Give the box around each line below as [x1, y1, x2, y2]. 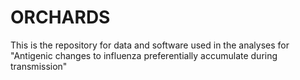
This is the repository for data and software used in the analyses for [10, 39, 290, 51]
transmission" [10, 60, 68, 72]
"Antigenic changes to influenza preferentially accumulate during [10, 49, 278, 61]
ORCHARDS [10, 6, 111, 29]
